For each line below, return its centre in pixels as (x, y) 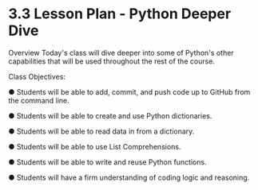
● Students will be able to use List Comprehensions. (95, 146)
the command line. (39, 100)
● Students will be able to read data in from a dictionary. (101, 131)
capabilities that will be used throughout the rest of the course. (112, 61)
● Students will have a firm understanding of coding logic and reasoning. (129, 177)
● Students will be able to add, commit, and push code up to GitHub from (129, 91)
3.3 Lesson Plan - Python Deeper (120, 14)
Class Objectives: (37, 76)
